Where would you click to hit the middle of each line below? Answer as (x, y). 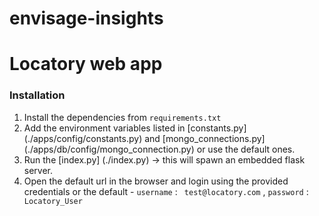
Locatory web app (86, 64)
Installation (37, 95)
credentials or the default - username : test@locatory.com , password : (166, 191)
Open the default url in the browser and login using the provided (156, 181)
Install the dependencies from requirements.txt (122, 117)
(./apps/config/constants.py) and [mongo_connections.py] (144, 138)
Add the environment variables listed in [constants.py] (135, 128)
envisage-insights (86, 18)
